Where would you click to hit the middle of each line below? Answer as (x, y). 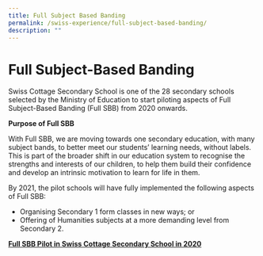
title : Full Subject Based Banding (67, 15)
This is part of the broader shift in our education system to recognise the (127, 156)
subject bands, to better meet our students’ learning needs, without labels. (130, 147)
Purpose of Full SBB (42, 124)
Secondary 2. (42, 229)
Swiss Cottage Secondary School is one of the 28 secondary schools (122, 91)
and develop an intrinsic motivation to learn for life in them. (104, 173)
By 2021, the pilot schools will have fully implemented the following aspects (131, 188)
